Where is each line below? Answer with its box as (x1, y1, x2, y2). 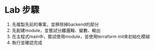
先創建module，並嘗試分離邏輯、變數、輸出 (11, 27, 101, 33)
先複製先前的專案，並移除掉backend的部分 (11, 21, 99, 27)
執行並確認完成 (11, 39, 42, 45)
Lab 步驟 (4, 4, 40, 16)
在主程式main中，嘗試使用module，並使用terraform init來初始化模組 (11, 33, 150, 39)
